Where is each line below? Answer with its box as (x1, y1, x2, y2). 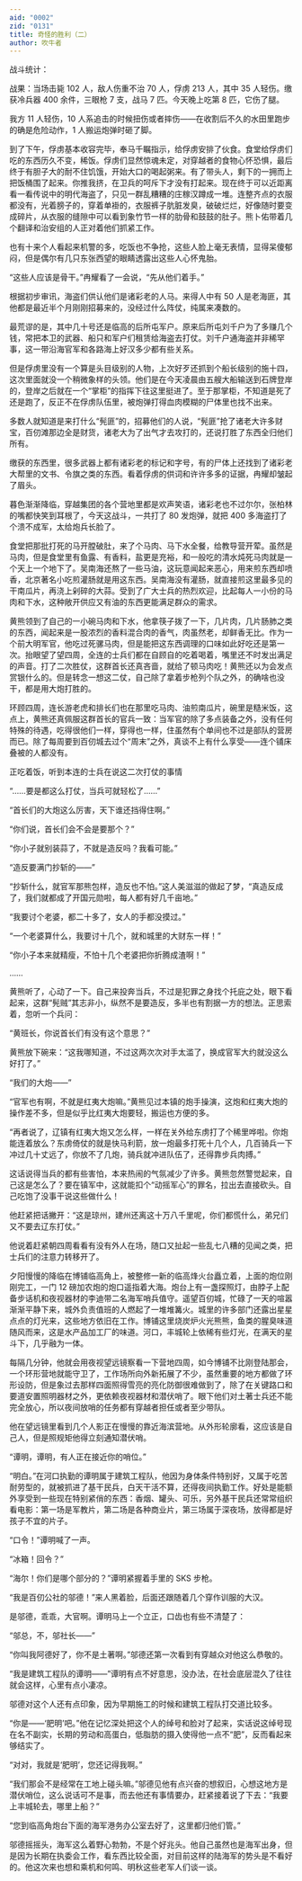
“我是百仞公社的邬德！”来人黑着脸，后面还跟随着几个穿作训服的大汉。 (9, 1592, 269, 1603)
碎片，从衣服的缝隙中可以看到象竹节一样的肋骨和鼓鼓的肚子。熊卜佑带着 (16, 211, 285, 222)
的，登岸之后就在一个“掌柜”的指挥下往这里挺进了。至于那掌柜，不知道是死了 (9, 386, 292, 397)
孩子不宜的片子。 (9, 1516, 73, 1527)
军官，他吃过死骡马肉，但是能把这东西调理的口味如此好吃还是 (40, 638, 270, 649)
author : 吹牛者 (9, 38, 62, 48)
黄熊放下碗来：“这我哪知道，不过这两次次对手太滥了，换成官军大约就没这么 (9, 1047, 289, 1057)
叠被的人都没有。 (9, 747, 73, 758)
